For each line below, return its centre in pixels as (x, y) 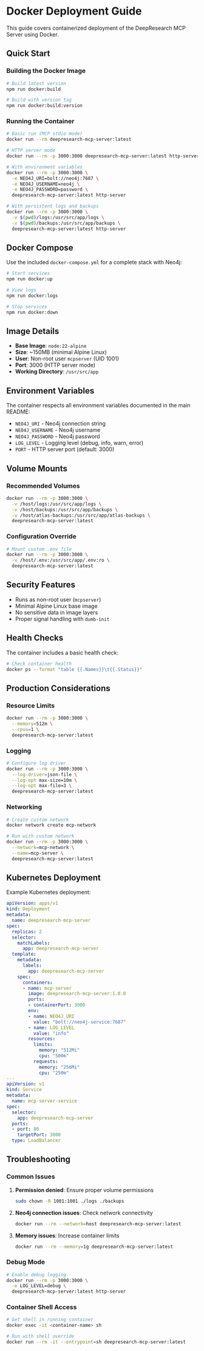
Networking (24, 807)
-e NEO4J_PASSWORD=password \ (50, 189)
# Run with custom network (40, 836)
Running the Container (40, 121)
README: (18, 412)
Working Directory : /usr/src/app (57, 372)
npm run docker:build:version (45, 106)
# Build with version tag (39, 100)
